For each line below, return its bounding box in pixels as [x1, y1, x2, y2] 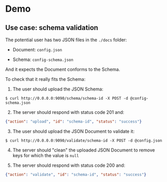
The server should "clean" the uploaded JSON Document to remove [12, 147, 155, 153]
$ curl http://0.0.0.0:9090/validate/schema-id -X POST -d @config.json [5, 138, 162, 143]
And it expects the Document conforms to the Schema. [5, 67, 120, 72]
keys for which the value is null [12, 152, 79, 158]
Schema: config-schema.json [12, 56, 74, 63]
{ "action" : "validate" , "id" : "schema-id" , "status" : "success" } [5, 172, 147, 177]
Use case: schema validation [5, 23, 98, 32]
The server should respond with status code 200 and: [12, 162, 125, 168]
